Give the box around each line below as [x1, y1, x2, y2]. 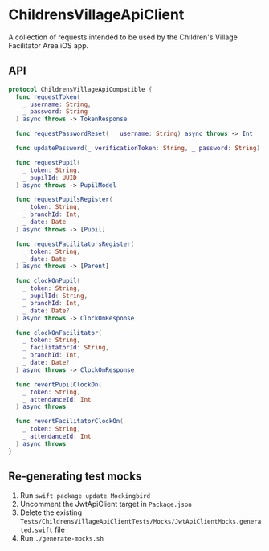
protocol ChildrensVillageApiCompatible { [8, 85, 153, 93]
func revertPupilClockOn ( [15, 380, 103, 389]
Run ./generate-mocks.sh [19, 533, 104, 543]
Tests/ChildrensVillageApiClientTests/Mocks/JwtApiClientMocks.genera [19, 518, 262, 526]
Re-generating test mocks [8, 470, 142, 484]
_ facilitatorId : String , [22, 344, 110, 352]
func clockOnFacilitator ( [15, 329, 103, 337]
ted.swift [19, 526, 54, 535]
